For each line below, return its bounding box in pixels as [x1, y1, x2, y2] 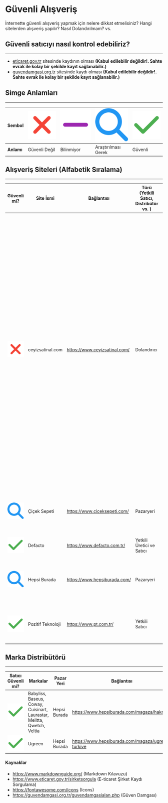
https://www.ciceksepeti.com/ [66, 508, 129, 514]
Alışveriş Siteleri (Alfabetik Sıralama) [5, 165, 122, 174]
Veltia [28, 728, 40, 734]
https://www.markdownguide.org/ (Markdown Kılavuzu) [12, 770, 127, 776]
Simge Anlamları [5, 89, 58, 97]
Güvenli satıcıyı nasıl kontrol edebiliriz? [5, 40, 130, 49]
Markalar [28, 678, 48, 684]
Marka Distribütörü [5, 653, 66, 661]
